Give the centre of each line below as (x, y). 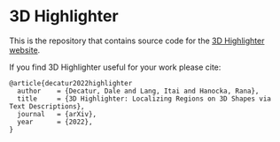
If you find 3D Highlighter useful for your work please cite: (115, 67)
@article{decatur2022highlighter (71, 83)
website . (25, 49)
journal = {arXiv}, (57, 114)
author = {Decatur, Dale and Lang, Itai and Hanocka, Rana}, (138, 91)
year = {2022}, (55, 122)
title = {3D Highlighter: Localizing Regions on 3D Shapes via (144, 99)
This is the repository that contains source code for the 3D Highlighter (137, 41)
